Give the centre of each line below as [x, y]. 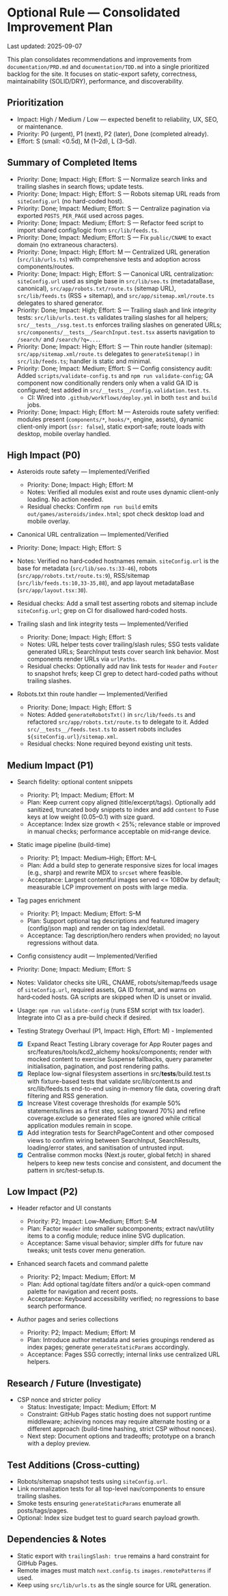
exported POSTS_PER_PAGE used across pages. [81, 215]
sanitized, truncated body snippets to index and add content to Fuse [123, 810]
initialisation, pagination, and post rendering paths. [98, 1067]
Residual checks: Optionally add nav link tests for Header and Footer [123, 666]
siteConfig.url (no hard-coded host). [70, 201]
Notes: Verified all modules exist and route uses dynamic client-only [123, 492]
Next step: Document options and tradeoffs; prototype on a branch [121, 1436]
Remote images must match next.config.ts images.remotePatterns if [114, 1570]
